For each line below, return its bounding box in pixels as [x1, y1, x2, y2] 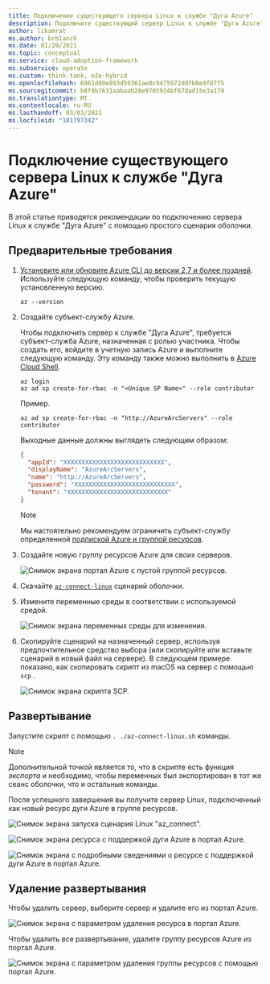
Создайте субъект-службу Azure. [19, 311, 135, 322]
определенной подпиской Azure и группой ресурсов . [19, 534, 204, 544]
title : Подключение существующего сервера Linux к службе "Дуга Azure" [8, 11, 253, 20]
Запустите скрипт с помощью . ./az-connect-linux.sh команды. [8, 731, 231, 740]
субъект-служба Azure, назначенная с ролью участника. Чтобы [19, 336, 240, 346]
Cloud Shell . [19, 361, 60, 371]
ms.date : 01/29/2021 [8, 42, 78, 50]
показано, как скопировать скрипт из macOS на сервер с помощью [19, 661, 255, 672]
